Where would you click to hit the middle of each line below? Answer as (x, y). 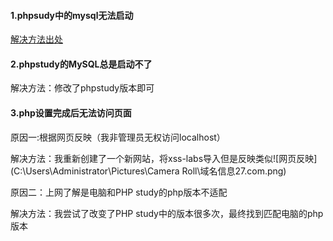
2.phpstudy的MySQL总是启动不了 (81, 64)
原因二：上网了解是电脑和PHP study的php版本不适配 (119, 192)
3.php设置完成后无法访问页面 (71, 113)
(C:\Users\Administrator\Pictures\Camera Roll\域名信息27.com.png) (148, 171)
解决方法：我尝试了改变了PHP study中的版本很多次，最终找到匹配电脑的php (167, 213)
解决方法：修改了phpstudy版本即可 (82, 88)
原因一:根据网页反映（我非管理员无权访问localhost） (118, 137)
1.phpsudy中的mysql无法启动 (72, 15)
